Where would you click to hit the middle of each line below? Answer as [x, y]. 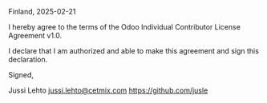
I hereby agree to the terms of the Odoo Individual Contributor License [124, 27]
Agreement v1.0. [35, 36]
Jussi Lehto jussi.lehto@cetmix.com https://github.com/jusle [108, 90]
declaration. [28, 59]
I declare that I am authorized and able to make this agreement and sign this [133, 51]
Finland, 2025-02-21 [42, 12]
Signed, [21, 75]
